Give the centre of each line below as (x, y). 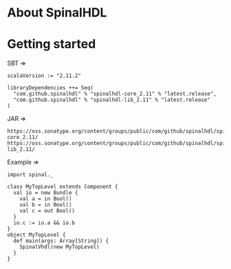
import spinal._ (30, 175)
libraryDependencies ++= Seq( (51, 88)
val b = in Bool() (46, 205)
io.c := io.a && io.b (44, 223)
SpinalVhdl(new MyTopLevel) (59, 247)
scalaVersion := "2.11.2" (44, 76)
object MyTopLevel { (37, 235)
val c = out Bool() (47, 211)
